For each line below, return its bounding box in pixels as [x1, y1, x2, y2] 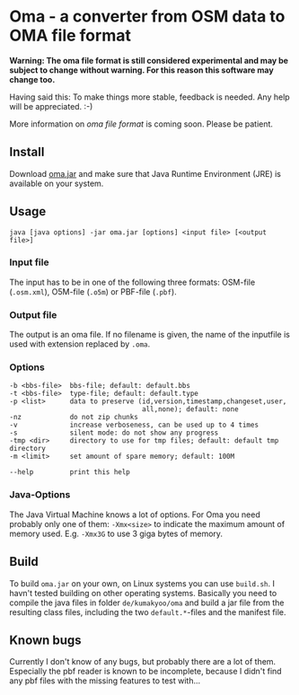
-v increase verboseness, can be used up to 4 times [9, 420, 259, 430]
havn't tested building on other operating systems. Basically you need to [9, 587, 277, 598]
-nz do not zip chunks [9, 413, 139, 422]
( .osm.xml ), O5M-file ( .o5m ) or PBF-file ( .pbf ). [9, 286, 177, 297]
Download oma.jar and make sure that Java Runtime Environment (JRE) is [9, 168, 281, 179]
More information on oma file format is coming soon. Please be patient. [9, 119, 274, 129]
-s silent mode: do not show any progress [9, 428, 219, 437]
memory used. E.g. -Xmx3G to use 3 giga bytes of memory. [9, 528, 223, 539]
